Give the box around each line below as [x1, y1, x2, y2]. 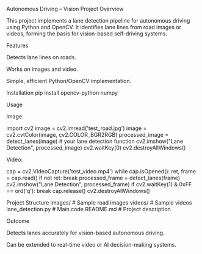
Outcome [6, 217, 30, 225]
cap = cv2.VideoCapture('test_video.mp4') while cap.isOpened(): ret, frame [6, 168, 197, 175]
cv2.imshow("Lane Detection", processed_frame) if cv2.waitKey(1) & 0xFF [6, 181, 192, 188]
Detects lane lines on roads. [6, 54, 76, 60]
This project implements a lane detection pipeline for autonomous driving [6, 17, 190, 24]
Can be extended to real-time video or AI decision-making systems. [6, 241, 177, 248]
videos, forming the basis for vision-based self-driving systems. [6, 30, 168, 37]
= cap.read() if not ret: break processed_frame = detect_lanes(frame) [6, 174, 181, 181]
